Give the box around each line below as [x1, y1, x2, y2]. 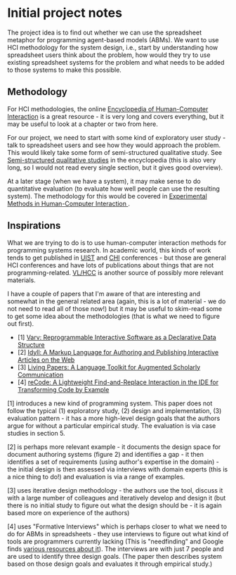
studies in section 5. [7, 429, 65, 437]
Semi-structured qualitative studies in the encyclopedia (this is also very [7, 156, 216, 164]
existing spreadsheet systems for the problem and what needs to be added [7, 58, 225, 66]
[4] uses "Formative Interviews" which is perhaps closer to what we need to [7, 522, 227, 531]
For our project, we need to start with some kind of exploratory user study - [7, 133, 226, 141]
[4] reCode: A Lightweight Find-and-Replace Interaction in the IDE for [17, 378, 219, 386]
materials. [7, 276, 37, 284]
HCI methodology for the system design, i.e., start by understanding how [7, 43, 218, 51]
